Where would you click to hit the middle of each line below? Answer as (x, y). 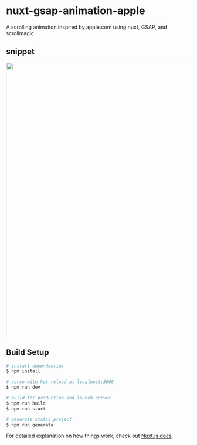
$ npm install (23, 371)
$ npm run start (26, 409)
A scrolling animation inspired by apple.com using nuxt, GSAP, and (86, 27)
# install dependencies (35, 366)
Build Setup (28, 352)
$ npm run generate (30, 425)
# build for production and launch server (59, 398)
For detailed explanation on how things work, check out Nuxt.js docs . (90, 436)
